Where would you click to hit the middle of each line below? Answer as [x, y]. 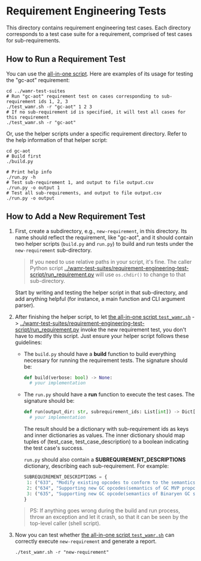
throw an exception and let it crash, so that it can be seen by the [109, 517]
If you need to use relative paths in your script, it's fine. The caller [111, 261]
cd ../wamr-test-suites [36, 91]
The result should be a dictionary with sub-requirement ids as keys [106, 429]
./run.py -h [21, 177]
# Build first [24, 156]
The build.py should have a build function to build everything [100, 354]
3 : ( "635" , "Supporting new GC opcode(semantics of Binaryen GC [108, 494]
